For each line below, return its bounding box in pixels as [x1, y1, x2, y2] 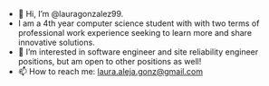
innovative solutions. [17, 37, 95, 47]
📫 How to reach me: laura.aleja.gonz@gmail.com [17, 66, 204, 76]
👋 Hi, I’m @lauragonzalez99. [17, 9, 124, 19]
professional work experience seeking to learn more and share [17, 28, 252, 38]
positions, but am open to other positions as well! [17, 56, 202, 66]
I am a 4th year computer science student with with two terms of [17, 18, 260, 29]
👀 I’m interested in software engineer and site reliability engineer [17, 47, 259, 57]
